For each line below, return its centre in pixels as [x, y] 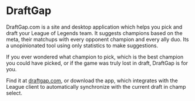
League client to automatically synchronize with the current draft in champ [96, 86]
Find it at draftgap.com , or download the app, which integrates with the [92, 81]
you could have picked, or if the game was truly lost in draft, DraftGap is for [97, 63]
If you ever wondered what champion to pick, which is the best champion [95, 57]
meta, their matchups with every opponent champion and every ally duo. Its [97, 39]
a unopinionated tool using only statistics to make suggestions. [82, 46]
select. [14, 93]
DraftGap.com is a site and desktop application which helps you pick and [94, 27]
